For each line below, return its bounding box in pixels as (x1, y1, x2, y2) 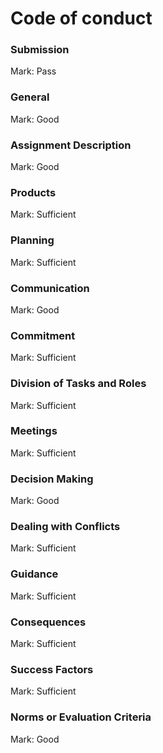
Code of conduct (10, 7, 153, 30)
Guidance (10, 567, 59, 581)
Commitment (10, 328, 76, 342)
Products (10, 186, 57, 199)
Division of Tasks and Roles (10, 377, 147, 391)
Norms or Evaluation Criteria (10, 710, 152, 724)
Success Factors (10, 662, 94, 676)
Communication (10, 281, 90, 295)
